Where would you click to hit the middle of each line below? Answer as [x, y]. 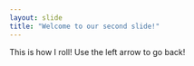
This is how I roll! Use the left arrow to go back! [97, 52]
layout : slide [36, 18]
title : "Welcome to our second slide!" [85, 26]
